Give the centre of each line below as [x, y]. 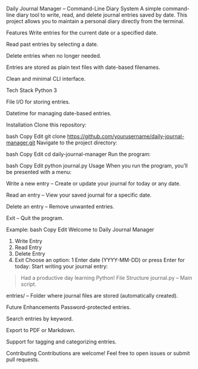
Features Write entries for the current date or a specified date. [82, 33]
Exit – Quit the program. [35, 218]
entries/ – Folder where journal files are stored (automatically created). [92, 296]
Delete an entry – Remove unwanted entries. [60, 206]
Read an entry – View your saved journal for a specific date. [79, 195]
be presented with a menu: [39, 172]
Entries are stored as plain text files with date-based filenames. [83, 67]
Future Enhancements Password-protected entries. [69, 307]
